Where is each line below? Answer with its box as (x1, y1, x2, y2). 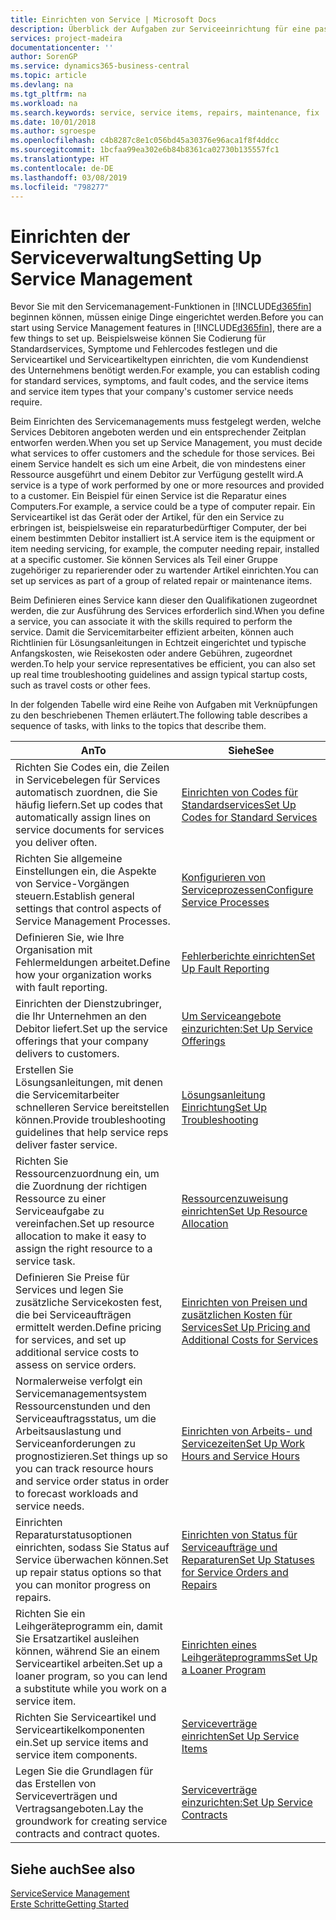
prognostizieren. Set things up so (15, 1449, 168, 1463)
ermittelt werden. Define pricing (15, 1321, 162, 1335)
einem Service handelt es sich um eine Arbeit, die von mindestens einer (10, 458, 306, 470)
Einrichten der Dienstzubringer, (15, 997, 163, 1011)
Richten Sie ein (15, 1607, 86, 1621)
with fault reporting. (15, 981, 108, 995)
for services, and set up (15, 1333, 127, 1347)
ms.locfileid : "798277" (10, 182, 110, 192)
